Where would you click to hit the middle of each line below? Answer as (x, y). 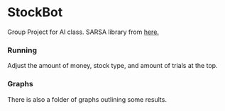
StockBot (35, 12)
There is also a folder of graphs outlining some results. (87, 99)
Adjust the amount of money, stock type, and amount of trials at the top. (112, 66)
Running (22, 50)
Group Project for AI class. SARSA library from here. (83, 32)
